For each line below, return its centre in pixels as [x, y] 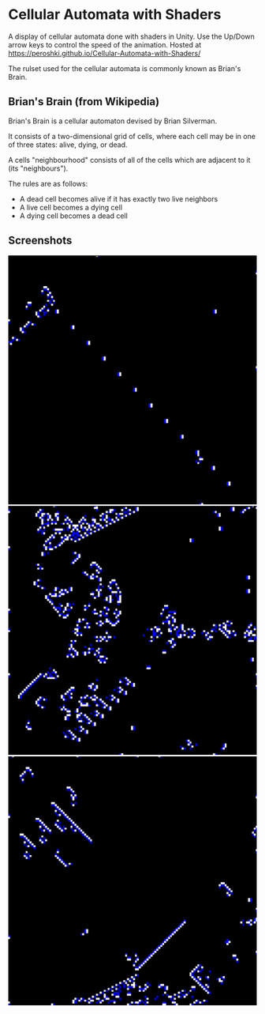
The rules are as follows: [48, 183]
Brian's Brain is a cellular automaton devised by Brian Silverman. [113, 121]
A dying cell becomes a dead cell [73, 216]
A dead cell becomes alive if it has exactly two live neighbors [119, 198]
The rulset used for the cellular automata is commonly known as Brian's [125, 68]
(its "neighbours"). [38, 168]
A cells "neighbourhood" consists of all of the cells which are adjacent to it [129, 160]
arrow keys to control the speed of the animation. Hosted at [105, 44]
